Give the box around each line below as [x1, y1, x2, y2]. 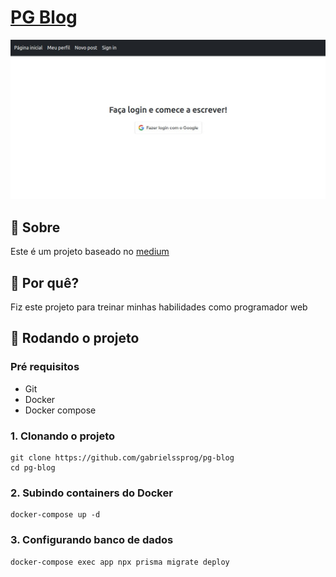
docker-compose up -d [10, 510, 101, 520]
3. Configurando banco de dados [10, 533, 174, 547]
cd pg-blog [10, 462, 56, 473]
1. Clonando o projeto [10, 429, 116, 443]
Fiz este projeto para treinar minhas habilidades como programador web [10, 301, 308, 313]
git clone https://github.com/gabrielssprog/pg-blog [10, 452, 235, 463]
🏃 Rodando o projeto [10, 330, 140, 347]
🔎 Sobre [10, 219, 61, 236]
